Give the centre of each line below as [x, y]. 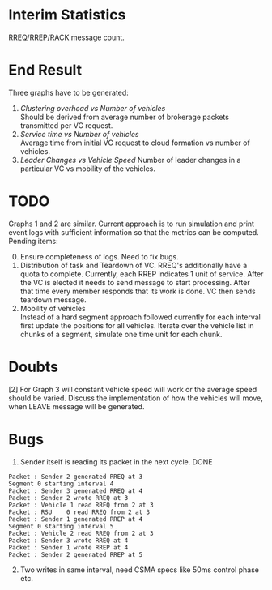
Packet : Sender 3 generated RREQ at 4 [76, 491]
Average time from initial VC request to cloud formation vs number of [135, 143]
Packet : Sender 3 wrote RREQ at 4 [68, 541]
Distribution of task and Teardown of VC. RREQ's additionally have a [134, 265]
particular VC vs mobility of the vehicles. [88, 169]
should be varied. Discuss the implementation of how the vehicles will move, [136, 398]
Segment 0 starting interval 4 [61, 484]
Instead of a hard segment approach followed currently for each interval [140, 317]
